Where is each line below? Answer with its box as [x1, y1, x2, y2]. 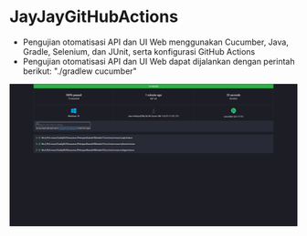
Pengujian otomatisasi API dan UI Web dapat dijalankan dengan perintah [22, 56, 295, 67]
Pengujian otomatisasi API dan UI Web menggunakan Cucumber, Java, [22, 36, 290, 47]
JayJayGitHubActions [9, 6, 179, 27]
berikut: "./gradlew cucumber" [22, 66, 137, 77]
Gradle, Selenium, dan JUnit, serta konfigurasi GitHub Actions [22, 46, 256, 56]
